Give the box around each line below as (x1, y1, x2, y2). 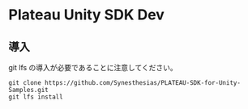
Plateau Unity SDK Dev (8, 6, 165, 24)
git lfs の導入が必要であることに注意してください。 (8, 63, 178, 72)
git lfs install (8, 93, 63, 101)
